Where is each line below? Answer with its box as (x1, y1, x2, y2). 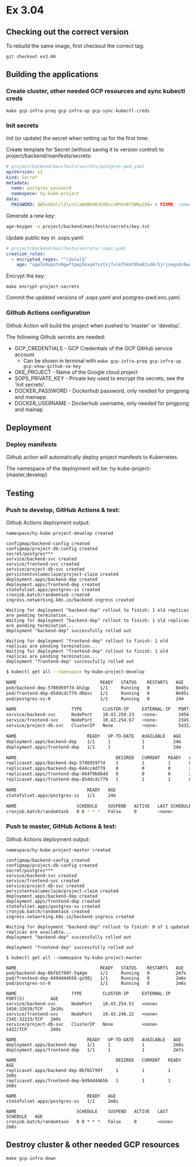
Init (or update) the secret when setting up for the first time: (6, 134, 149, 141)
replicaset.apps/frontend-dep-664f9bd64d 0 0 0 (6, 771, 171, 777)
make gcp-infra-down (6, 1155, 57, 1161)
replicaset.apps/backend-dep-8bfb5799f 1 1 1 (6, 1067, 171, 1073)
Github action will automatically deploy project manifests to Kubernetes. (6, 453, 179, 460)
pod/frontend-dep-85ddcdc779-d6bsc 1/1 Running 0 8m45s (6, 690, 190, 696)
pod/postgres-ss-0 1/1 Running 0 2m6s (6, 980, 187, 986)
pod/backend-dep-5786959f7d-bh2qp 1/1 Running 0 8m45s (6, 685, 190, 691)
